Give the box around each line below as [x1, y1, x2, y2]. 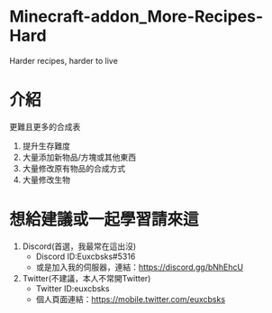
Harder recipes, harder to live [9, 55, 119, 66]
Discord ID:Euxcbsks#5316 [35, 251, 136, 262]
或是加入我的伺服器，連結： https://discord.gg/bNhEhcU [35, 262, 244, 272]
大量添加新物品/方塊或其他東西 [22, 152, 137, 162]
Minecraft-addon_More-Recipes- [9, 6, 264, 27]
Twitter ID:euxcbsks [35, 282, 110, 294]
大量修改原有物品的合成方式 [22, 162, 126, 173]
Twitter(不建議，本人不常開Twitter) [22, 272, 151, 283]
